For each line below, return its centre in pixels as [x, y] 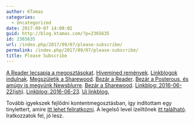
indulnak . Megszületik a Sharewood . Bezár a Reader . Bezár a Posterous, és [97, 79]
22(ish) [15, 91]
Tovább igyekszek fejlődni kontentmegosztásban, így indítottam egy [89, 103]
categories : [21, 17]
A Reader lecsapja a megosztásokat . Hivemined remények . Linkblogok [92, 72]
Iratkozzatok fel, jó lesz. [35, 116]
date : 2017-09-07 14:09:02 [39, 28]
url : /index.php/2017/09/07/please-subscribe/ [64, 45]
